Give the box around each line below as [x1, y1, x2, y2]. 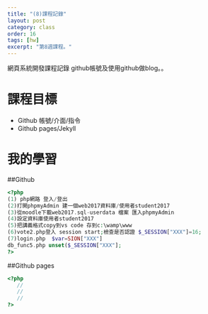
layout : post [7, 17, 46, 24]
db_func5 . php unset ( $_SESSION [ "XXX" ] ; [7, 242, 122, 249]
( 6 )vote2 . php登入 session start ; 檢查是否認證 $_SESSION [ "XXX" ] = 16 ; [7, 229, 202, 236]
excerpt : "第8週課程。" [7, 43, 72, 50]
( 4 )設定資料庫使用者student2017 [7, 215, 94, 222]
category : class [7, 23, 55, 31]
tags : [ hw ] [7, 37, 40, 44]
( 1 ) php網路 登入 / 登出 [7, 195, 68, 202]
